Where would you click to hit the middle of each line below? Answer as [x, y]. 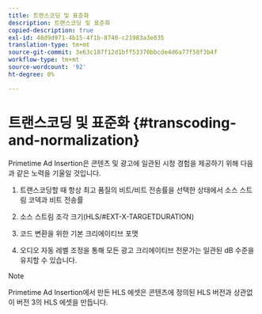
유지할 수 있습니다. [48, 260]
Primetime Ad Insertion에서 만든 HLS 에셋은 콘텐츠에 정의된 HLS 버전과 [120, 292]
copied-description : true [51, 30]
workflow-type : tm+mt [44, 60]
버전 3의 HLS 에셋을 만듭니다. [62, 302]
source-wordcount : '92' [47, 67]
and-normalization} [74, 140]
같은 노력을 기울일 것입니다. [59, 173]
